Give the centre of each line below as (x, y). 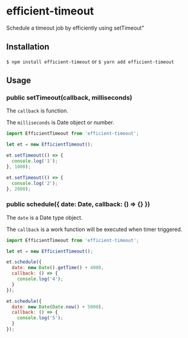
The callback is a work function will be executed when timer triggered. (94, 229)
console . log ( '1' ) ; (35, 161)
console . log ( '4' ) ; (40, 279)
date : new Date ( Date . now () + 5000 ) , (58, 307)
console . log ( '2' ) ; (35, 183)
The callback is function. (37, 111)
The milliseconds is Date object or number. (60, 123)
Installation (28, 47)
